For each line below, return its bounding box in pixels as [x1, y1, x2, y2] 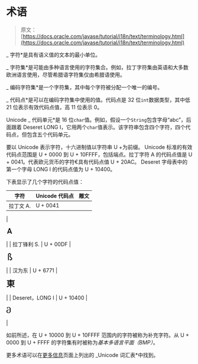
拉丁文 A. [8, 202, 31, 209]
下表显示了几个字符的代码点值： [6, 178, 84, 185]
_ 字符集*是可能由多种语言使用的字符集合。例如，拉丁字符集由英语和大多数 [6, 63, 189, 71]
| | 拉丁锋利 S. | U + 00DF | [6, 240, 71, 248]
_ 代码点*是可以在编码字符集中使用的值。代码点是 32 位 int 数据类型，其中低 [6, 96, 190, 103]
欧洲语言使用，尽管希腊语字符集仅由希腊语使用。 [6, 71, 125, 78]
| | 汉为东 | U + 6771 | [6, 267, 58, 274]
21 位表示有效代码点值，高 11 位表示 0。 [6, 103, 103, 110]
